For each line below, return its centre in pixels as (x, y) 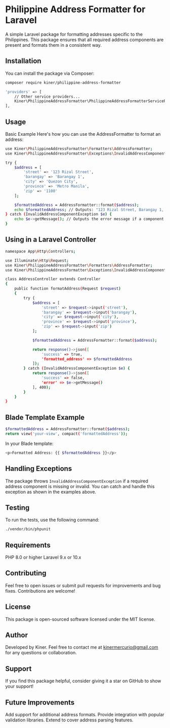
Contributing (26, 573)
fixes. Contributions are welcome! (40, 591)
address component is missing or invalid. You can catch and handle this (80, 486)
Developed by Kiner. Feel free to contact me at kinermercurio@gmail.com (82, 647)
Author (16, 635)
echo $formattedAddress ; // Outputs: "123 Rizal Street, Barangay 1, (89, 209)
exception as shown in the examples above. (51, 492)
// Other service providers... (47, 97)
